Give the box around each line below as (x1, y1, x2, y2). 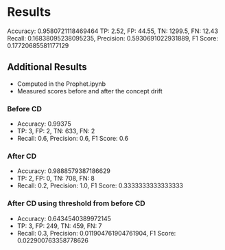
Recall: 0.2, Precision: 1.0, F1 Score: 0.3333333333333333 (16, 181, 184, 190)
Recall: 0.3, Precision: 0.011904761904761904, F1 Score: (16, 229, 176, 237)
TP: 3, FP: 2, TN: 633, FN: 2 (16, 127, 95, 135)
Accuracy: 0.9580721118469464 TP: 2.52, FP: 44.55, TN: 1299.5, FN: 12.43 (7, 27, 218, 35)
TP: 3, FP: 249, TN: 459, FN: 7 (16, 221, 102, 230)
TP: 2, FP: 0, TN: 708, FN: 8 (16, 174, 95, 183)
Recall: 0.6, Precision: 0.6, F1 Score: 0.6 (16, 135, 129, 143)
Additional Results (7, 61, 87, 73)
